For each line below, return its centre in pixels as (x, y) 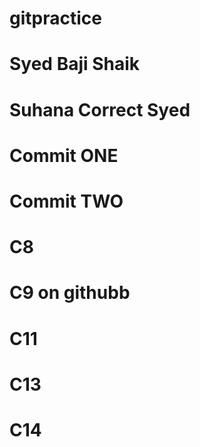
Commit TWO (66, 201)
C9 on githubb (70, 293)
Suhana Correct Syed (100, 109)
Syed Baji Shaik (75, 64)
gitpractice (55, 18)
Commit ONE (64, 155)
